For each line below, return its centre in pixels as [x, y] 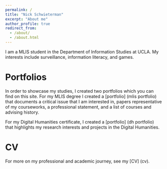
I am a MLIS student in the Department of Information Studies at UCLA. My [82, 52]
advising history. [22, 112]
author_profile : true [28, 24]
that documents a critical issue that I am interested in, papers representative [83, 101]
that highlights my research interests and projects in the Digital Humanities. [82, 127]
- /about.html [24, 38]
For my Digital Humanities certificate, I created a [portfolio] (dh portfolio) [79, 122]
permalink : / [19, 10]
